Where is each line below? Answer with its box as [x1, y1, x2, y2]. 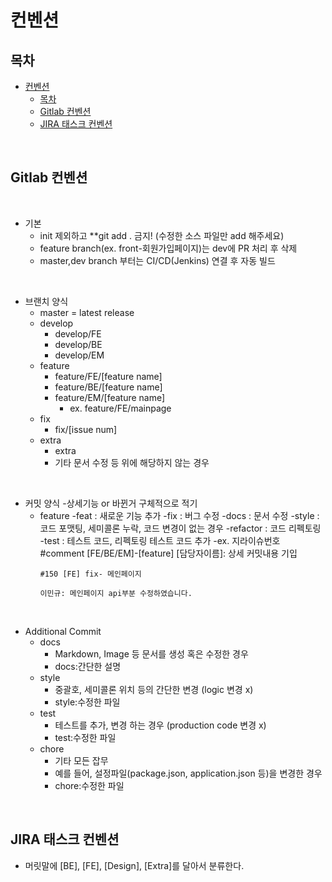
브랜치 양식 [24, 295, 69, 307]
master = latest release [39, 306, 135, 318]
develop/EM [54, 349, 105, 361]
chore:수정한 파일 [54, 779, 125, 791]
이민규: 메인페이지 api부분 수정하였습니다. [39, 588, 193, 598]
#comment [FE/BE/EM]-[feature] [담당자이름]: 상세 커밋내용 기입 [39, 547, 298, 559]
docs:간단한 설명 [54, 660, 122, 672]
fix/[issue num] [54, 423, 118, 435]
